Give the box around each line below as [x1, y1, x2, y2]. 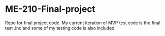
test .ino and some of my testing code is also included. [5, 25, 116, 31]
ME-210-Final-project [5, 3, 96, 15]
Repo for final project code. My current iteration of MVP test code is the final [5, 20, 161, 26]
